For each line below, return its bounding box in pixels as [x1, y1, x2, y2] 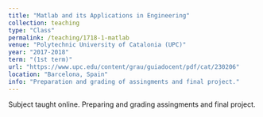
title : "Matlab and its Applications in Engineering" [8, 11, 191, 20]
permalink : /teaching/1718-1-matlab [8, 33, 130, 42]
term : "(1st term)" [8, 56, 73, 64]
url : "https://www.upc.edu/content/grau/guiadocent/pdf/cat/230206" [8, 63, 240, 71]
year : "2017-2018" [8, 48, 69, 56]
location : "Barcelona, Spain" [8, 70, 109, 78]
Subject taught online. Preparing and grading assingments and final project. [8, 100, 256, 109]
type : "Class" [8, 26, 56, 34]
